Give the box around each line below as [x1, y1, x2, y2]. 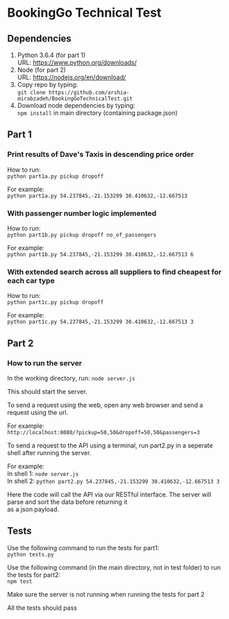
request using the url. [7, 408, 69, 416]
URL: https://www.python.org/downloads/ [17, 58, 137, 67]
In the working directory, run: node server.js [7, 374, 135, 382]
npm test [7, 578, 33, 585]
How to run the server [7, 358, 83, 368]
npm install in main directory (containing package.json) [17, 109, 178, 117]
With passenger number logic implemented [7, 208, 157, 218]
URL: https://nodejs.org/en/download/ [17, 73, 126, 81]
